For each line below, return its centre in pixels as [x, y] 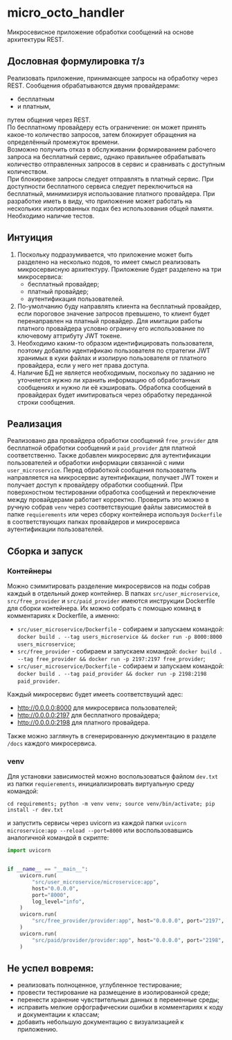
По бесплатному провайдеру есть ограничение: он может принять [107, 127]
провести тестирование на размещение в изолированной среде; [114, 993]
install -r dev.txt [35, 810]
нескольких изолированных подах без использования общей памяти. [110, 208]
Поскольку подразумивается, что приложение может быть [105, 254]
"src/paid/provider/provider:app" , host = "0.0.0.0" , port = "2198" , [128, 940]
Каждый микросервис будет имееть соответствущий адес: [95, 694]
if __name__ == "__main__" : [48, 869]
